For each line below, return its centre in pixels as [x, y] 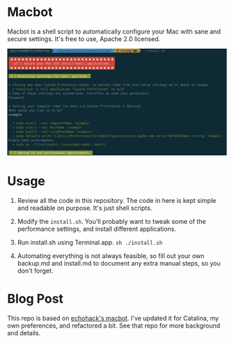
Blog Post [36, 299]
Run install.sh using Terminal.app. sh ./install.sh [90, 243]
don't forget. [35, 271]
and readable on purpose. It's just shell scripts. [85, 208]
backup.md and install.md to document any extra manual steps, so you [119, 264]
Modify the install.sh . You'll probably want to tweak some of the [112, 222]
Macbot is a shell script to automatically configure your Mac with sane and [114, 31]
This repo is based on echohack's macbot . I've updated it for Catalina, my [113, 319]
